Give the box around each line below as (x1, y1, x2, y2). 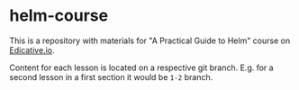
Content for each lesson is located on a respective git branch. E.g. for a (9, 62, 274, 73)
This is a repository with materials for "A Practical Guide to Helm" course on (9, 35, 291, 46)
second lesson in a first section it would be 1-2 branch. (9, 71, 213, 82)
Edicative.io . (9, 44, 55, 55)
